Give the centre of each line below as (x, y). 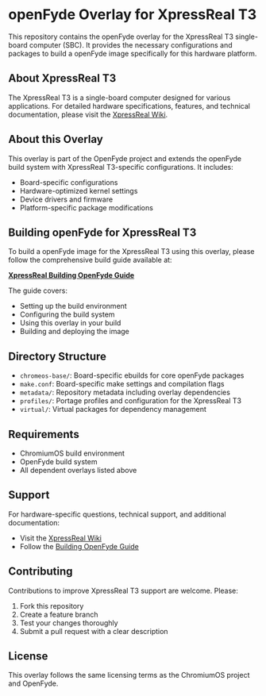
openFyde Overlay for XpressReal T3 (133, 15)
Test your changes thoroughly (69, 623)
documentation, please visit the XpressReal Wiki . (88, 114)
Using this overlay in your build (70, 323)
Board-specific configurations (69, 182)
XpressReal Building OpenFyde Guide (71, 275)
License (28, 656)
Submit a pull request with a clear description (94, 631)
